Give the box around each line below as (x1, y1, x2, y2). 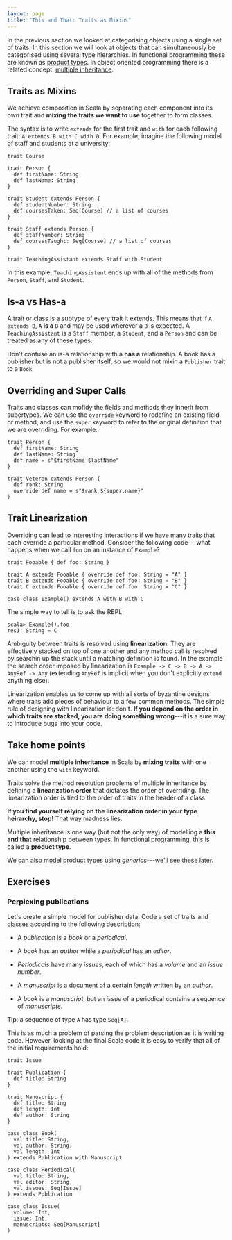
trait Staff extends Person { (7, 226, 95, 233)
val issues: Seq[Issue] (13, 1185, 82, 1192)
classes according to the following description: (7, 920, 141, 928)
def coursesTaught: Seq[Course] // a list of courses (13, 238, 172, 245)
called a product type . (7, 842, 71, 851)
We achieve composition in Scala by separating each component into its (7, 104, 213, 112)
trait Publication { (7, 1069, 67, 1077)
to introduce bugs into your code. (7, 719, 102, 727)
